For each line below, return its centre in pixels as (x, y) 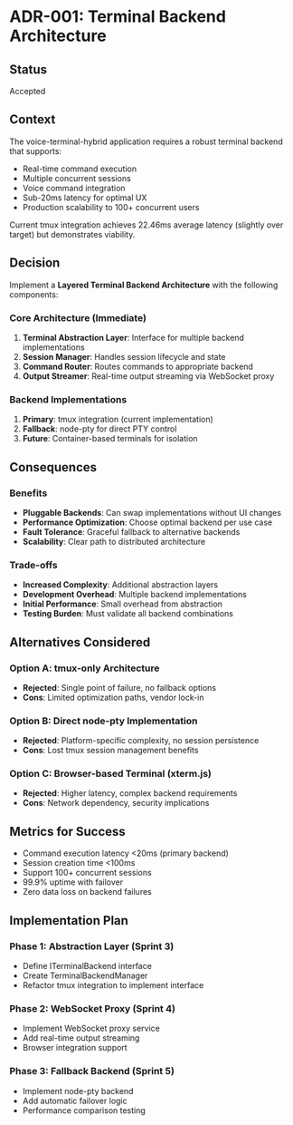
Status (28, 69)
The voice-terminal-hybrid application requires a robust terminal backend (146, 141)
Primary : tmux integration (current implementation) (118, 420)
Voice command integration (74, 188)
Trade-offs (33, 565)
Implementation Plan (69, 921)
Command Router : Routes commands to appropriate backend (137, 366)
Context (33, 120)
